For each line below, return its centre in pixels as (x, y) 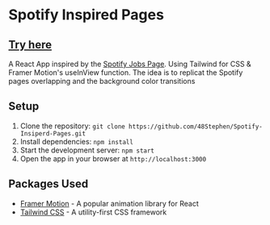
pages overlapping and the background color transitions (102, 81)
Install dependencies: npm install (76, 141)
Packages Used (49, 184)
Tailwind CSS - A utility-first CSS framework (93, 212)
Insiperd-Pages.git (53, 133)
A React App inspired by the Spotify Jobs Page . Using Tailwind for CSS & (130, 64)
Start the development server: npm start (87, 150)
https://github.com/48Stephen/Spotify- (195, 127)
